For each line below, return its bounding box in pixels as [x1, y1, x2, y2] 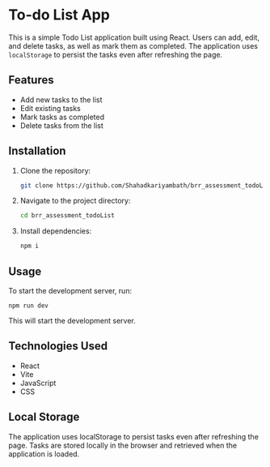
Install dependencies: [19, 226, 92, 236]
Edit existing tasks [19, 103, 81, 113]
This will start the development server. [8, 316, 136, 325]
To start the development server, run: [8, 286, 132, 295]
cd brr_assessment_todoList [19, 212, 115, 220]
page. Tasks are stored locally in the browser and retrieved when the [8, 440, 237, 450]
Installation [8, 144, 66, 158]
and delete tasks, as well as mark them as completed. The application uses [8, 41, 259, 50]
